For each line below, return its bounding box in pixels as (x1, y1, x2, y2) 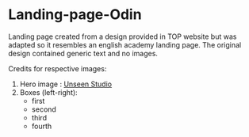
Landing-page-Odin (8, 6, 142, 24)
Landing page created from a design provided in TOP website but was (8, 32, 237, 41)
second (31, 105, 57, 114)
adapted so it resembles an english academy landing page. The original (8, 40, 242, 49)
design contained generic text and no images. (8, 48, 159, 58)
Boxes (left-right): (19, 87, 78, 97)
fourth (31, 121, 52, 131)
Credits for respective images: (8, 63, 107, 73)
